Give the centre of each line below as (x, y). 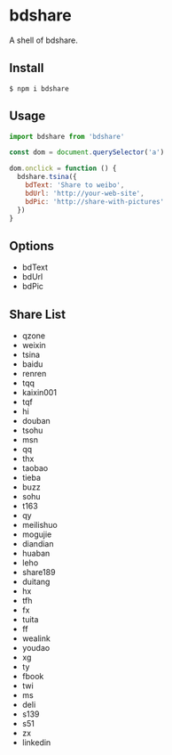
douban (36, 421)
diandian (38, 544)
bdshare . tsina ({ (47, 177)
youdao (36, 648)
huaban (36, 554)
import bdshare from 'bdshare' (67, 136)
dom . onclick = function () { (63, 169)
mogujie (37, 534)
